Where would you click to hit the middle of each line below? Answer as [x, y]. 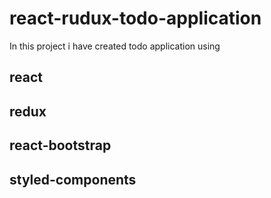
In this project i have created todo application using [115, 46]
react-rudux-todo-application [135, 18]
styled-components [73, 179]
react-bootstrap [60, 145]
